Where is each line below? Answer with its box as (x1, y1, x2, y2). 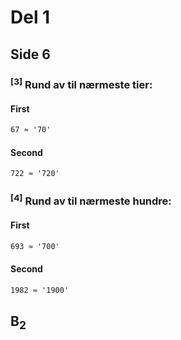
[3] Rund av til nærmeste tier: (10, 76, 153, 91)
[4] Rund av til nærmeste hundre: (10, 192, 172, 208)
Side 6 (10, 46, 51, 63)
